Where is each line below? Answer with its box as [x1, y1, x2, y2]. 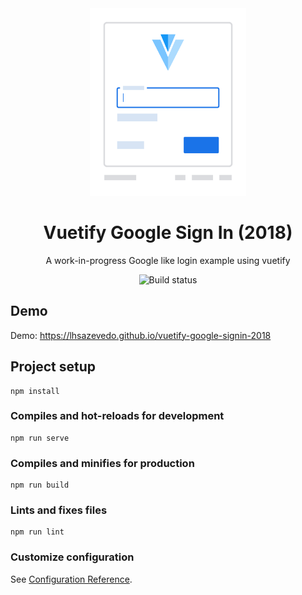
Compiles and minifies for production [10, 456, 195, 470]
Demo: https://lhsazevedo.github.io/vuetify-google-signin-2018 [10, 329, 272, 341]
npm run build [10, 480, 70, 491]
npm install [10, 386, 60, 396]
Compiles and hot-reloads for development [10, 409, 225, 423]
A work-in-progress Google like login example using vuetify [45, 254, 291, 266]
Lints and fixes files [10, 503, 108, 517]
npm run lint [10, 527, 65, 537]
